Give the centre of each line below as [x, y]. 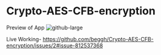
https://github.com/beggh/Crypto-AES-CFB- [98, 39]
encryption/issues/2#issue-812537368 [55, 45]
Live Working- [24, 39]
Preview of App [25, 27]
